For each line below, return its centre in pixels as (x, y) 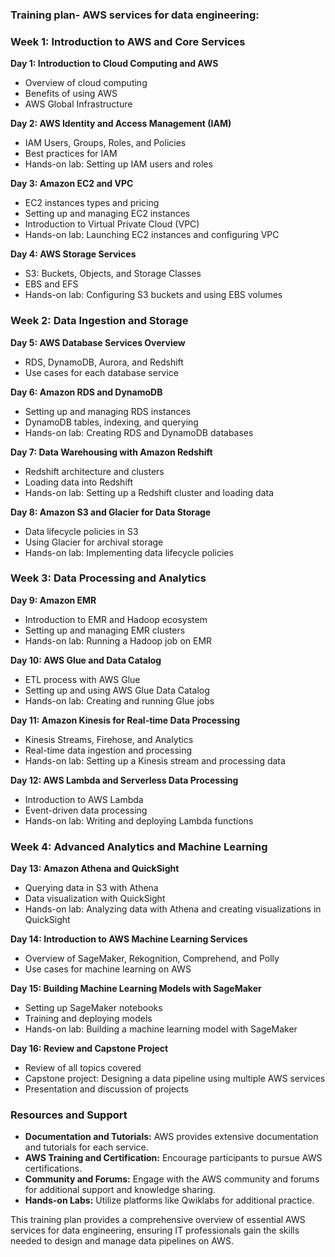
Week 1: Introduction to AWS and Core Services (128, 41)
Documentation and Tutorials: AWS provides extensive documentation (171, 1137)
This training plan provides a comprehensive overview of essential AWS (158, 1220)
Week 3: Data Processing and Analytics (108, 578)
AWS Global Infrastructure (78, 104)
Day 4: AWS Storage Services (73, 254)
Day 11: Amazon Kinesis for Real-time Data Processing (125, 720)
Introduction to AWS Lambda (84, 799)
